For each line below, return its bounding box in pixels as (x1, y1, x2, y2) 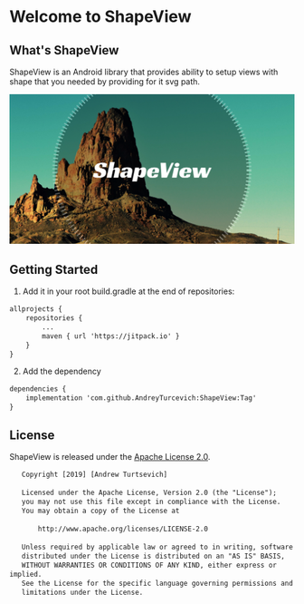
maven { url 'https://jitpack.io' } (42, 332, 180, 341)
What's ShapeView (9, 43, 119, 58)
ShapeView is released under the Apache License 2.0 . (9, 451, 211, 462)
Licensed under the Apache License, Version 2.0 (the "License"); (21, 488, 278, 497)
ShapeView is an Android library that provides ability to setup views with (9, 66, 279, 77)
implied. (9, 570, 43, 579)
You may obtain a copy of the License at (21, 506, 180, 515)
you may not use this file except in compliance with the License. (21, 497, 281, 506)
